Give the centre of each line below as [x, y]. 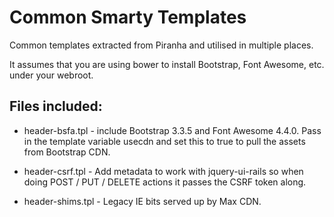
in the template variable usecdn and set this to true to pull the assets [164, 141]
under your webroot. [51, 75]
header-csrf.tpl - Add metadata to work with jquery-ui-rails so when [163, 171]
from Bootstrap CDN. [67, 152]
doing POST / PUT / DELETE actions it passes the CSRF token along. [165, 182]
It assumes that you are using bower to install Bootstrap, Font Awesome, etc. [167, 64]
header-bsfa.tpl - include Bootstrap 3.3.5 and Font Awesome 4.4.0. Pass [172, 130]
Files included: [56, 106]
